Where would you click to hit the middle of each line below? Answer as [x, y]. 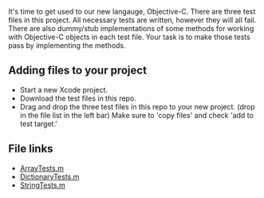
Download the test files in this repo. [78, 98]
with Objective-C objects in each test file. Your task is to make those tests [130, 37]
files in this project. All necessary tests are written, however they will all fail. [132, 20]
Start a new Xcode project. [64, 89]
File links [31, 149]
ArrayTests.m [41, 168]
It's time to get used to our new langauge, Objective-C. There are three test [132, 12]
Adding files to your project [78, 71]
